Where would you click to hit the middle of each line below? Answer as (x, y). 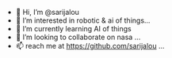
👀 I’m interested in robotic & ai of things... (83, 20)
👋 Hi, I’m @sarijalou (47, 12)
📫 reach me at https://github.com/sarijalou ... (90, 46)
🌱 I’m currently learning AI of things (74, 29)
